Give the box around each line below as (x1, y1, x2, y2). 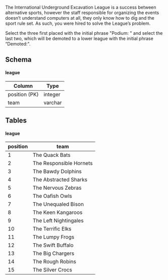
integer (43, 91, 61, 98)
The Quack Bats (32, 151, 71, 158)
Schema (5, 55, 32, 64)
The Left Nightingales (32, 217, 84, 224)
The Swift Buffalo (32, 242, 74, 249)
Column (13, 82, 33, 89)
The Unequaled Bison (32, 201, 84, 208)
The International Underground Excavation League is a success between (5, 5, 156, 10)
